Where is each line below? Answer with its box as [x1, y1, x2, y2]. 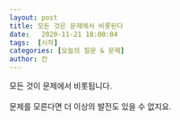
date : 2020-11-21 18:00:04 [9, 30, 118, 39]
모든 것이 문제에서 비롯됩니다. [9, 81, 113, 90]
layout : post [9, 13, 58, 22]
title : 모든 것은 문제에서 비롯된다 [9, 21, 124, 30]
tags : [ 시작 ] [9, 38, 58, 47]
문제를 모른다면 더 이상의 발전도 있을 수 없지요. [9, 101, 172, 112]
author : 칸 [9, 55, 48, 64]
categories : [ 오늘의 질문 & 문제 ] [9, 47, 125, 56]
